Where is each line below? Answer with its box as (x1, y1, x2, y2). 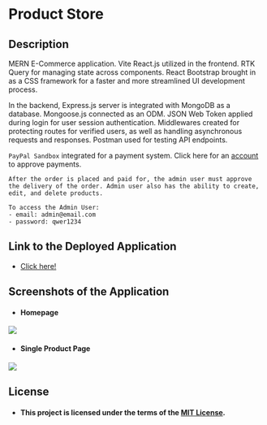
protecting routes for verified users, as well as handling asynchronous (8, 127, 243, 136)
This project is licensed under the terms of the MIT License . (19, 407, 226, 417)
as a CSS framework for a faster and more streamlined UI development (8, 76, 246, 85)
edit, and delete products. (8, 189, 104, 197)
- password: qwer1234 (8, 218, 82, 226)
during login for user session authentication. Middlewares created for (8, 118, 240, 127)
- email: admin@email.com (8, 210, 96, 219)
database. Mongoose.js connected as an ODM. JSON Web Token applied (8, 109, 253, 119)
